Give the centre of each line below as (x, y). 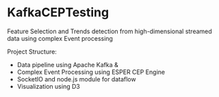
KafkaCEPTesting (58, 13)
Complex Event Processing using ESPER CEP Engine (91, 72)
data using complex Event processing (60, 38)
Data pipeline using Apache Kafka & (67, 64)
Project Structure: (32, 52)
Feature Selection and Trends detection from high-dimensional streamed (109, 31)
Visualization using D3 (48, 86)
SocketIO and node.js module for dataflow (76, 79)
